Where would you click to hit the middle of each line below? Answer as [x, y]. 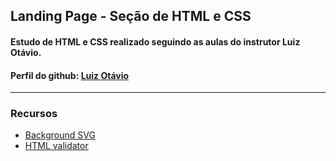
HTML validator [56, 146]
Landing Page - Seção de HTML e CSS [131, 16]
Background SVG [60, 135]
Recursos [34, 114]
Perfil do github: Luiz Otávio [70, 75]
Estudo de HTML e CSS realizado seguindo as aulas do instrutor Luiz [155, 41]
